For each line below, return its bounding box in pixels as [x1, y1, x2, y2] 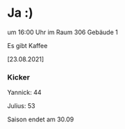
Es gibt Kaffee [7, 41, 47, 50]
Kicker [7, 72, 30, 82]
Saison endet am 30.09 [7, 115, 75, 123]
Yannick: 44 [7, 89, 42, 97]
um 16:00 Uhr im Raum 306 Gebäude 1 [7, 28, 119, 36]
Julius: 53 [7, 102, 36, 110]
